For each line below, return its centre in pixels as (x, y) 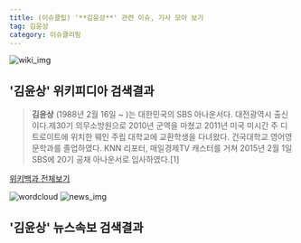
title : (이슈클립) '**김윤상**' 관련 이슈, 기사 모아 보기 (107, 18)
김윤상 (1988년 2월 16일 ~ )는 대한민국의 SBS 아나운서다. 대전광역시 (151, 115)
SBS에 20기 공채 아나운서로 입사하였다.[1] (105, 160)
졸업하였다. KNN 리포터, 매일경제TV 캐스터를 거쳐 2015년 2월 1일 (178, 148)
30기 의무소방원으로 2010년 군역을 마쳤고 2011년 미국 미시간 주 (167, 126)
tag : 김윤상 (29, 26)
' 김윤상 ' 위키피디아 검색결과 (82, 91)
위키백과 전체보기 (40, 179)
